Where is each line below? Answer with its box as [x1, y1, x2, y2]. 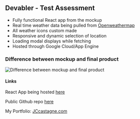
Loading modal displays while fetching [12, 38, 91, 44]
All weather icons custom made [12, 27, 77, 34]
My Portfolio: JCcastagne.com [5, 108, 68, 114]
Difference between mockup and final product [5, 55, 119, 62]
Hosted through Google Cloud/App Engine [12, 43, 99, 49]
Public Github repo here [5, 99, 54, 105]
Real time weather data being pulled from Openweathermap [12, 22, 135, 28]
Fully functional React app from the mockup [12, 17, 102, 23]
